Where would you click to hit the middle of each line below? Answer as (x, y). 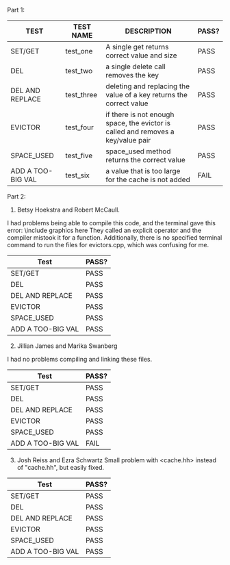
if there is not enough (140, 114)
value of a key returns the (147, 95)
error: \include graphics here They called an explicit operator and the (104, 230)
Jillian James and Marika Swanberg (67, 346)
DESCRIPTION (149, 31)
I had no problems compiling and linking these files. (80, 359)
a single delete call (136, 66)
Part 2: (16, 197)
